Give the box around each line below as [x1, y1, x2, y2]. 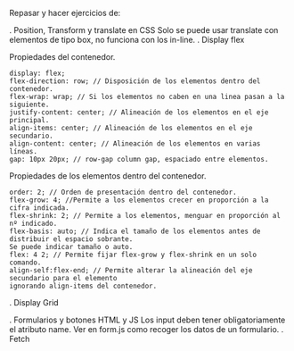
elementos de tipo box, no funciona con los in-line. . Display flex [9, 35, 245, 45]
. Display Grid [9, 297, 60, 307]
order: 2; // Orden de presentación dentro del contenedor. [9, 188, 238, 196]
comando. [9, 258, 42, 267]
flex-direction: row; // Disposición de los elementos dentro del [9, 77, 261, 86]
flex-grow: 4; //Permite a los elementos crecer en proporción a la [9, 196, 269, 205]
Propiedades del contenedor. [9, 52, 116, 62]
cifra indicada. [9, 204, 69, 213]
